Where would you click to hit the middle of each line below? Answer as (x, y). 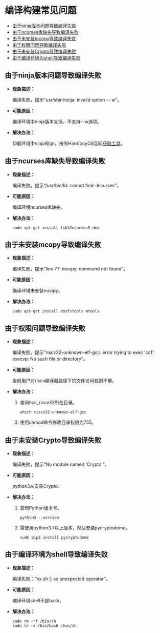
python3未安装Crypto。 (37, 486)
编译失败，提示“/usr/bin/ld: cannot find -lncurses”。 (66, 185)
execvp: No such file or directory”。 (50, 359)
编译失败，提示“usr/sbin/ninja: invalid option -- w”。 (67, 100)
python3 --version (39, 518)
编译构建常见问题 (41, 11)
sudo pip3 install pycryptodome (54, 538)
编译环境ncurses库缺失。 (39, 207)
